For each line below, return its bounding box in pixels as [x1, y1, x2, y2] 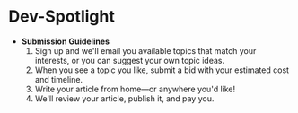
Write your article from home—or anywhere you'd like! [34, 83, 235, 94]
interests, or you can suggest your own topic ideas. [34, 55, 225, 65]
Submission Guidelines [21, 36, 110, 47]
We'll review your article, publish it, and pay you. [34, 92, 215, 104]
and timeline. [34, 74, 83, 84]
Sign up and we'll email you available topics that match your [34, 45, 257, 56]
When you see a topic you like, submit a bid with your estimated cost [34, 65, 289, 75]
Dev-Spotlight [8, 6, 116, 27]
